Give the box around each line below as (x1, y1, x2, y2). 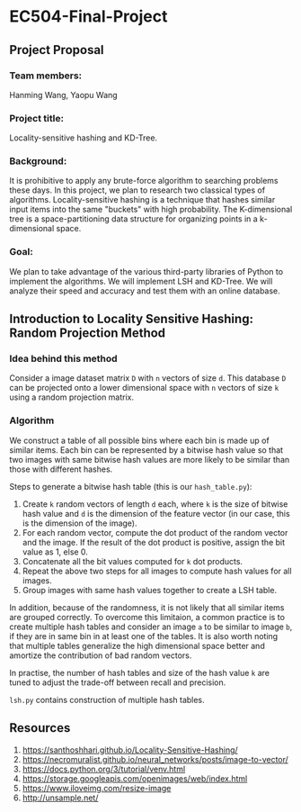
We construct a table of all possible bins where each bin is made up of (9, 435, 270, 446)
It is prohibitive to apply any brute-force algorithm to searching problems (9, 176, 279, 186)
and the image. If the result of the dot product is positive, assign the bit (22, 537, 286, 547)
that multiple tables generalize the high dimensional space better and (9, 640, 265, 651)
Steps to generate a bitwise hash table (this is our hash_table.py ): (9, 481, 252, 492)
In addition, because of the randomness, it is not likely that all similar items (9, 601, 285, 613)
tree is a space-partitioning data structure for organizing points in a (9, 213, 258, 224)
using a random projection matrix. (9, 392, 135, 402)
